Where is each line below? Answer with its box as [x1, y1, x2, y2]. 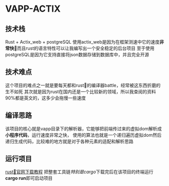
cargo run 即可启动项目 [5, 175, 53, 181]
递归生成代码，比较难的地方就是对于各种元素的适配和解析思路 [5, 138, 134, 144]
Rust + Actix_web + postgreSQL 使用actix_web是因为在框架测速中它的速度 [5, 39, 160, 45]
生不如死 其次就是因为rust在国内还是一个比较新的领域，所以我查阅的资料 [5, 88, 156, 94]
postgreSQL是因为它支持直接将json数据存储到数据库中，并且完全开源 [5, 52, 149, 57]
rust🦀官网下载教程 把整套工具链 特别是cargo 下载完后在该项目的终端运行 [5, 169, 154, 175]
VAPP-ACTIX [5, 3, 61, 15]
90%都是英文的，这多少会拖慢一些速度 [5, 95, 86, 101]
